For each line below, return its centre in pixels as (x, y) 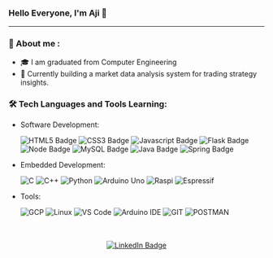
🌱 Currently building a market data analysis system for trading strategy (139, 73)
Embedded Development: (63, 164)
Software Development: (60, 125)
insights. (34, 82)
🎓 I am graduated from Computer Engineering (98, 62)
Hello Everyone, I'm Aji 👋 (58, 13)
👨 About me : (35, 44)
